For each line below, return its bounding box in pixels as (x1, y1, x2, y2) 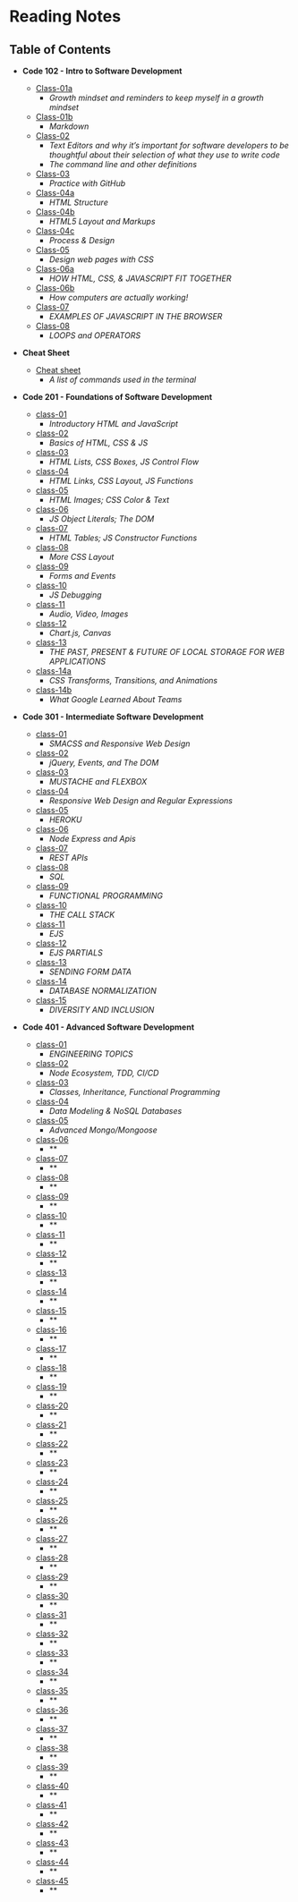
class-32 (35, 1628, 69, 1639)
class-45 (35, 1876, 69, 1886)
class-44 (35, 1856, 70, 1867)
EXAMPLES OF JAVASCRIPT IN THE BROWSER (48, 311, 223, 321)
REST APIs (48, 853, 89, 862)
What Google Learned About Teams (48, 694, 183, 704)
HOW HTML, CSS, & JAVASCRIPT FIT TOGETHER (48, 273, 232, 284)
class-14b (35, 684, 72, 695)
